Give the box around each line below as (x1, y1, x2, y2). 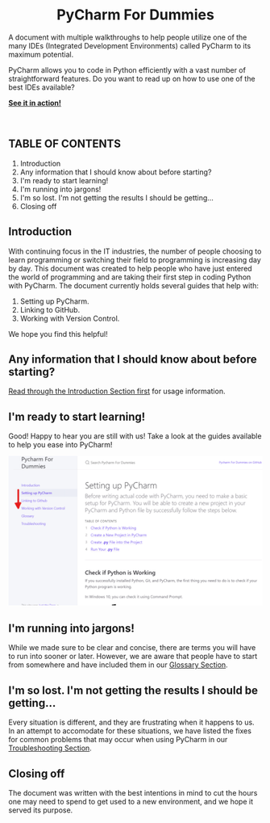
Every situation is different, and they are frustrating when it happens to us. (8, 717, 255, 728)
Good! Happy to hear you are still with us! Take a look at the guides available (8, 431, 262, 441)
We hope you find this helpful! (8, 329, 108, 338)
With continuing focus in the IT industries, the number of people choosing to (8, 246, 262, 256)
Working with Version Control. (19, 313, 120, 323)
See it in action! (8, 98, 62, 107)
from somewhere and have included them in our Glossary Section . (8, 660, 228, 670)
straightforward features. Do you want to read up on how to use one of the (8, 73, 255, 83)
